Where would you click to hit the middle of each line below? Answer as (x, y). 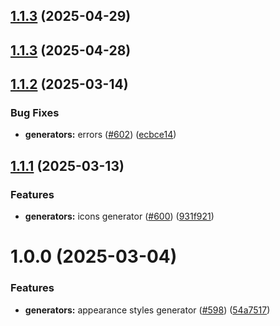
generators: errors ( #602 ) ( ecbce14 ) (100, 135)
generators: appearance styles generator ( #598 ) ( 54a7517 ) (147, 310)
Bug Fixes (35, 113)
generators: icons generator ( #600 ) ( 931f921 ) (119, 216)
